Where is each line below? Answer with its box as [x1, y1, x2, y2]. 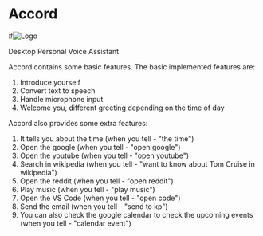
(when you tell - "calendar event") [19, 218, 131, 228]
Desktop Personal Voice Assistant [8, 46, 120, 56]
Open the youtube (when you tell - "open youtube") [19, 151, 190, 160]
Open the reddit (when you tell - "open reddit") [19, 176, 174, 186]
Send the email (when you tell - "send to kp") [19, 201, 169, 211]
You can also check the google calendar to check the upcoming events [19, 210, 253, 219]
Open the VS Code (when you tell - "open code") [19, 193, 181, 203]
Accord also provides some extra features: [8, 118, 148, 128]
